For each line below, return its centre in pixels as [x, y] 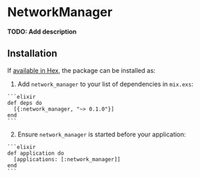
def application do [36, 153]
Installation [32, 54]
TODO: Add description [42, 31]
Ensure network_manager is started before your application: [101, 134]
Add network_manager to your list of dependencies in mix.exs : [105, 84]
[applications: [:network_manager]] [67, 159]
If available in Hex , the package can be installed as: [81, 70]
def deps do [25, 103]
